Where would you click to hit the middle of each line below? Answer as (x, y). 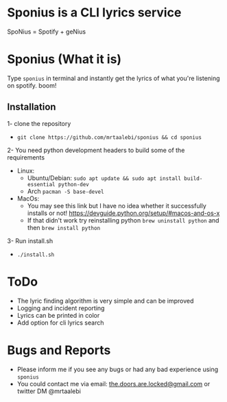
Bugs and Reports (59, 350)
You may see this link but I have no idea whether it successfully (117, 205)
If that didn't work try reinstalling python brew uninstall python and (123, 220)
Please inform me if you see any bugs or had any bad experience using (118, 369)
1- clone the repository (39, 123)
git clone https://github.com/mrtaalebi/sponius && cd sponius (109, 137)
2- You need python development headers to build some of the (96, 150)
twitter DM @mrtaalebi (49, 391)
